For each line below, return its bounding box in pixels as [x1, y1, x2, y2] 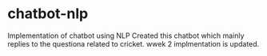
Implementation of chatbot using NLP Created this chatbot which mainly [7, 31, 245, 40]
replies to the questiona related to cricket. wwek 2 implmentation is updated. [7, 39, 260, 48]
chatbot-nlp [7, 5, 89, 23]
